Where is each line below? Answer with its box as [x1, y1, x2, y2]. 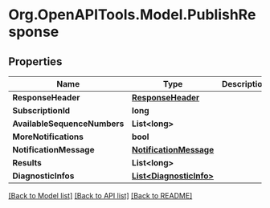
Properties [8, 55, 63, 68]
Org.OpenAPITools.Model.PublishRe [8, 6, 256, 24]
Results [12, 157, 43, 168]
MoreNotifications [12, 131, 84, 142]
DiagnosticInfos [12, 170, 75, 181]
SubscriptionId [12, 105, 71, 116]
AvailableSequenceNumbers [12, 118, 125, 129]
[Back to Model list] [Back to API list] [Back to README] [8, 191, 193, 200]
